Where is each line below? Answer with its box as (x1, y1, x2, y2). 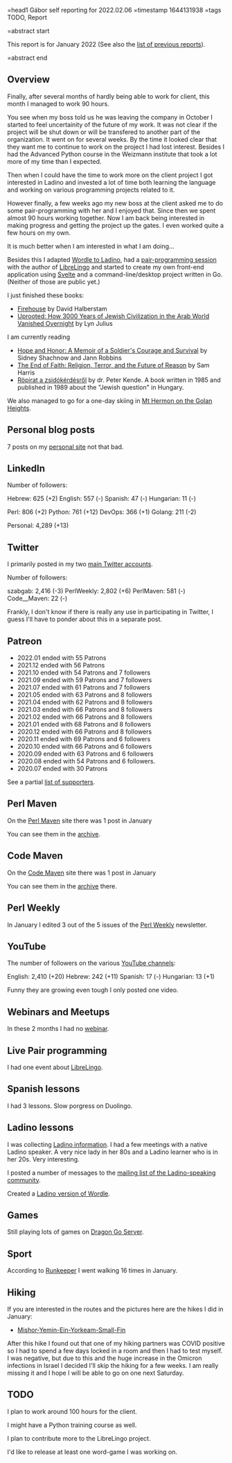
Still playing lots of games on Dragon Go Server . (7, 1228, 144, 1236)
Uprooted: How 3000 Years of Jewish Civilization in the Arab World (17, 312, 210, 320)
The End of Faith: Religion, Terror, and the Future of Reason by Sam (17, 361, 210, 369)
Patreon (7, 635, 42, 647)
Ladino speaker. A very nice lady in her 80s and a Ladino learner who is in (7, 1148, 218, 1156)
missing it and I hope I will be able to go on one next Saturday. (7, 1369, 184, 1377)
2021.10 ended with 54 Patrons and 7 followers (17, 668, 151, 677)
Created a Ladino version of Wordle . (7, 1189, 111, 1198)
